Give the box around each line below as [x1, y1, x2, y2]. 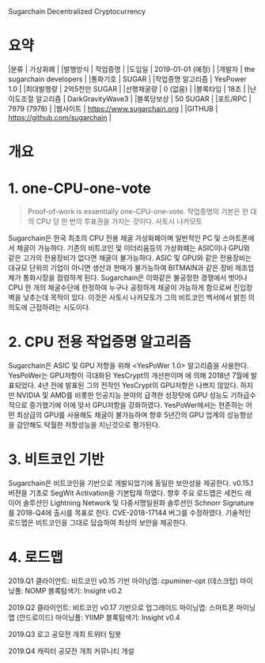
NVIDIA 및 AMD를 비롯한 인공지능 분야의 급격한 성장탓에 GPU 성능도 [16, 390, 229, 400]
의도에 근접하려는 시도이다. [8, 303, 91, 312]
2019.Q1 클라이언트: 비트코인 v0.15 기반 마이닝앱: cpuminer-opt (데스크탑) [8, 576, 239, 586]
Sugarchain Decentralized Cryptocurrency [8, 7, 146, 16]
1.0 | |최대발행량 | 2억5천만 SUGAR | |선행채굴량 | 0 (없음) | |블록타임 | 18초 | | [8, 84, 251, 93]
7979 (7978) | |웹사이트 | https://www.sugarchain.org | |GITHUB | [8, 104, 218, 113]
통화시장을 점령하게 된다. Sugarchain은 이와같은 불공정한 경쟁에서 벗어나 [22, 273, 248, 283]
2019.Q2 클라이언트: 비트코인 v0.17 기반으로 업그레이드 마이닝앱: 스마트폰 [8, 602, 235, 612]
